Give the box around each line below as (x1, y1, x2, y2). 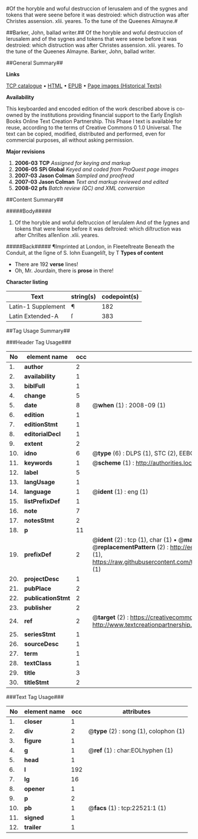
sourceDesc (24, 640, 59, 648)
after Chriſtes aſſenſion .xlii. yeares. (14, 232, 100, 238)
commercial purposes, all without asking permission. (6, 137, 134, 144)
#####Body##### (6, 208, 52, 215)
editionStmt (24, 420, 58, 428)
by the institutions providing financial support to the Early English (24, 112, 182, 118)
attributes (123, 708, 151, 715)
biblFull (24, 382, 45, 390)
